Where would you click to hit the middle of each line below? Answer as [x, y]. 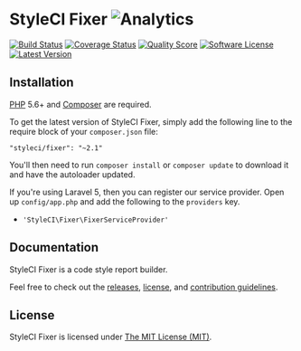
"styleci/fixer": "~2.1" [56, 148]
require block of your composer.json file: [84, 131]
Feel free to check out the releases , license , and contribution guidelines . [144, 287]
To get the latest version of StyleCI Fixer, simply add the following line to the [151, 121]
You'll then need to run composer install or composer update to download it [149, 165]
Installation [42, 83]
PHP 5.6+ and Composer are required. [80, 104]
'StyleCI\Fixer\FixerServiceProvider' [95, 220]
